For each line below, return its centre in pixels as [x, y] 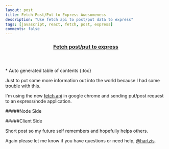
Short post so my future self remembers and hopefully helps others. [77, 131]
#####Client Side [24, 121]
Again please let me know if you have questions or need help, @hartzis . [81, 141]
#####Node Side [23, 111]
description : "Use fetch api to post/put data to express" [69, 19]
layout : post [19, 10]
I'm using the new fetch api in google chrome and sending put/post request [84, 96]
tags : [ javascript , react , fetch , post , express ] [59, 24]
